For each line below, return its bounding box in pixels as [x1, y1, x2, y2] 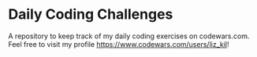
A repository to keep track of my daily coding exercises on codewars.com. [8, 31, 250, 41]
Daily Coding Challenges [8, 5, 173, 23]
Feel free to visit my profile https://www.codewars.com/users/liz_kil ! [8, 39, 229, 48]
